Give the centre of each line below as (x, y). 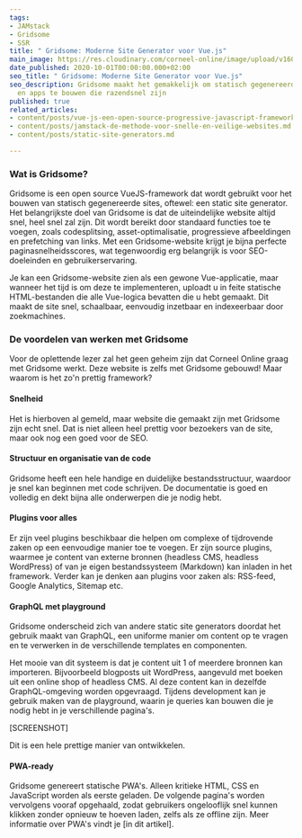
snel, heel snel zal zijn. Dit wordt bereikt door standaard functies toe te (140, 222)
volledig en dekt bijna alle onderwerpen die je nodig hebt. (115, 497)
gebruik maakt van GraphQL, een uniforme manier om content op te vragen (149, 636)
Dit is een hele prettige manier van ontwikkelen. (98, 745)
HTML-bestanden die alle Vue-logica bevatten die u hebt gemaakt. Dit (139, 297)
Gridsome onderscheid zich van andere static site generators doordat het (145, 627)
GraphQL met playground (58, 606)
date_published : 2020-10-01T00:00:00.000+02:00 (100, 68)
